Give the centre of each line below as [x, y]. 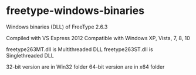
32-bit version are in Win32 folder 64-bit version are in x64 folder [85, 67]
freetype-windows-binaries [75, 11]
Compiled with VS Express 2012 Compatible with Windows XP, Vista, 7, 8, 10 [98, 38]
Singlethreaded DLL [30, 55]
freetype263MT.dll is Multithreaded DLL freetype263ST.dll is [80, 49]
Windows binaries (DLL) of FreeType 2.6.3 [57, 27]
